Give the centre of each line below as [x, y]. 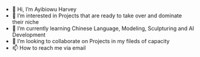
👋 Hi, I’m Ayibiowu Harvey [44, 9]
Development [29, 35]
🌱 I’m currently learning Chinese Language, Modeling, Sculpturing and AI [103, 28]
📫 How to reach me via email [49, 48]
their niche [25, 22]
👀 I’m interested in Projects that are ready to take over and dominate [97, 16]
